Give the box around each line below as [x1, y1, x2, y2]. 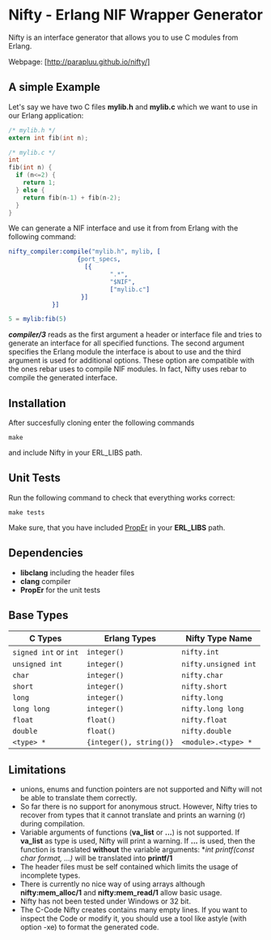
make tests [8, 509, 45, 517]
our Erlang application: [8, 110, 84, 120]
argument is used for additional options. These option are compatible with [8, 355, 255, 366]
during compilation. [19, 819, 85, 829]
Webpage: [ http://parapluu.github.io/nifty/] [8, 57, 150, 67]
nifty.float [181, 715, 228, 724]
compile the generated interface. [8, 373, 118, 383]
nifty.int [181, 647, 220, 656]
